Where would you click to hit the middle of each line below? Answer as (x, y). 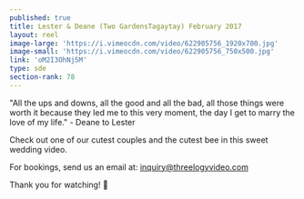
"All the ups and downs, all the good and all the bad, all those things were (147, 103)
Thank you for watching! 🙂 (59, 184)
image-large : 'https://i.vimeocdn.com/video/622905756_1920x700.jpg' (144, 43)
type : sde (28, 69)
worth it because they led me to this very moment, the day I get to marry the (152, 112)
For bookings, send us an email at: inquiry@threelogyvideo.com (129, 167)
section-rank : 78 (42, 77)
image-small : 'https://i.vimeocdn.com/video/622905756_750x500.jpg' (142, 52)
